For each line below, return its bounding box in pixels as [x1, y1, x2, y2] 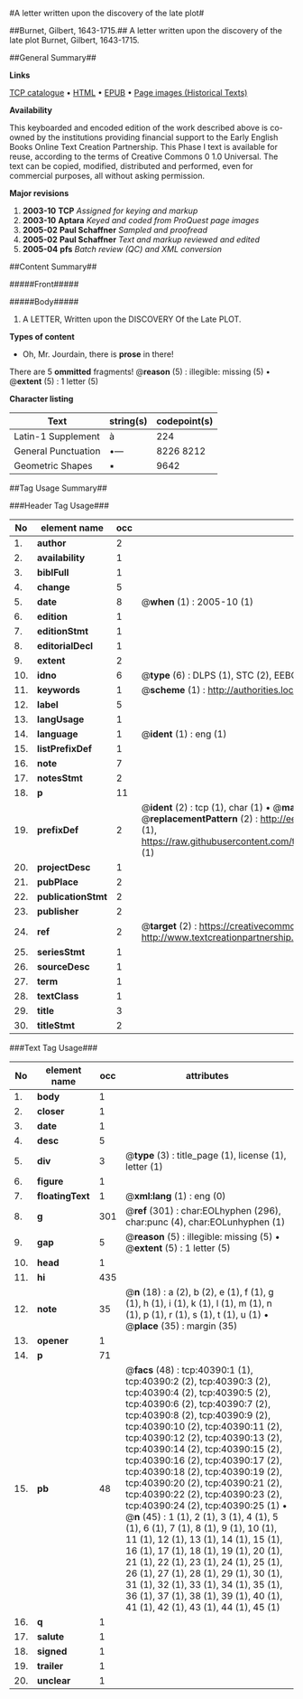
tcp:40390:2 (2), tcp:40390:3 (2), [125, 1375, 271, 1387]
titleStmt [37, 1019, 75, 1031]
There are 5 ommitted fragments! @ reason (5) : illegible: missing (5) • [9, 366, 271, 377]
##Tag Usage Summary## [9, 483, 108, 493]
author [37, 537, 67, 549]
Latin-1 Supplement [14, 430, 101, 442]
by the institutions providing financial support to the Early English [36, 132, 279, 143]
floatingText [37, 1190, 90, 1202]
